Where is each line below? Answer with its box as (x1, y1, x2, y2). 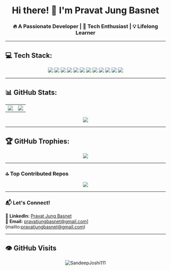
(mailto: (5, 224, 21, 230)
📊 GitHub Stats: (5, 88, 58, 96)
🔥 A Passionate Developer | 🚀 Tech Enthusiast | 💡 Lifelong (13, 23, 158, 30)
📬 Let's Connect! (5, 199, 50, 206)
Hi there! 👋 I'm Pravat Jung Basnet (12, 5, 159, 16)
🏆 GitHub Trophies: (5, 137, 70, 145)
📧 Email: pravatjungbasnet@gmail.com (5, 218, 87, 224)
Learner (75, 29, 96, 36)
